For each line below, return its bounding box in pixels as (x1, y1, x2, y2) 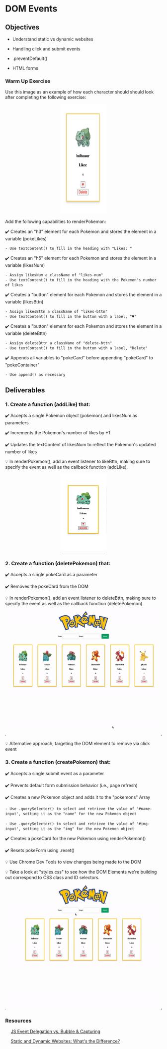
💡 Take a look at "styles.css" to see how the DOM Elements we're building (5, 869, 157, 875)
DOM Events (5, 3, 58, 14)
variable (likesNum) (5, 262, 45, 268)
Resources (5, 1017, 32, 1024)
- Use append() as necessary (5, 372, 66, 377)
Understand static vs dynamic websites (12, 36, 93, 42)
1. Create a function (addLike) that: (5, 401, 90, 408)
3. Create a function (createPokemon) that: (5, 759, 111, 766)
